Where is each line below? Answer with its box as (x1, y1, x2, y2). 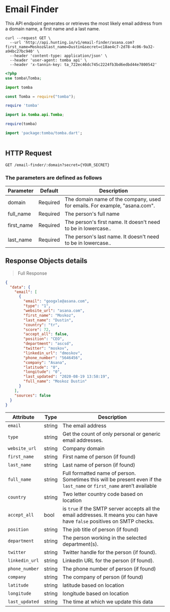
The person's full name (65, 210, 120, 217)
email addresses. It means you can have (62, 512, 158, 519)
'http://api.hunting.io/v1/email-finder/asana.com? (23, 40, 135, 45)
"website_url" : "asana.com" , (23, 308, 85, 314)
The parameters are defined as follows (5, 174, 102, 181)
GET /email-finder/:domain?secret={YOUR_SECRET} (5, 162, 110, 168)
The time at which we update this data (62, 598, 153, 605)
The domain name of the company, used (65, 196, 161, 203)
